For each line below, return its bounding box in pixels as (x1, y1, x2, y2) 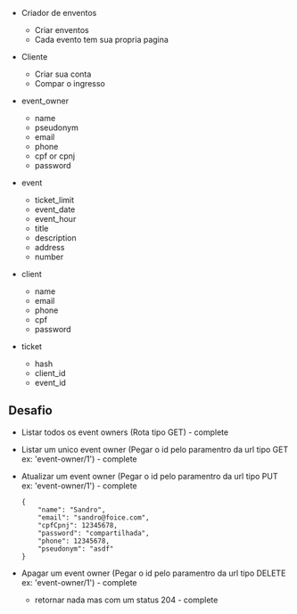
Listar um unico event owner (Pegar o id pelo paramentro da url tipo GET (21, 444, 289, 454)
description (34, 233, 77, 243)
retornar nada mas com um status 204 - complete (34, 594, 219, 605)
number (34, 251, 64, 262)
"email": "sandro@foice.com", (37, 512, 150, 522)
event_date (34, 204, 76, 215)
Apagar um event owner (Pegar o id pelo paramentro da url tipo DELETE (21, 568, 286, 578)
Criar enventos (34, 25, 90, 35)
